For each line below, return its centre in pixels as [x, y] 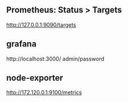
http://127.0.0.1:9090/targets [41, 24]
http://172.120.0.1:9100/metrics [44, 93]
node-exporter [35, 78]
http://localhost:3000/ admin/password [56, 59]
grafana [22, 44]
